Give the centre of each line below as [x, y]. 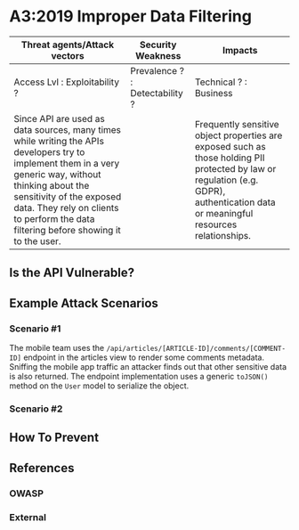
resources [216, 224]
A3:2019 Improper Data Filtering [130, 16]
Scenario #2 [36, 409]
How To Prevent [54, 438]
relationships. [223, 235]
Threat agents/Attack [67, 45]
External [28, 517]
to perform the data [54, 218]
